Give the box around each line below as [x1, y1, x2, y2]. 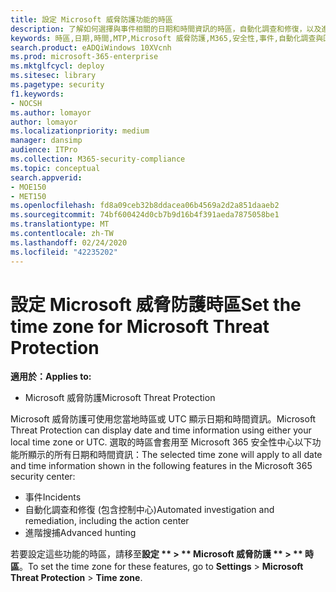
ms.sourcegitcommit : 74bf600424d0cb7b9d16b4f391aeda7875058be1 [10, 210, 280, 220]
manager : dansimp [10, 136, 83, 146]
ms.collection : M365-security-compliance [10, 154, 186, 164]
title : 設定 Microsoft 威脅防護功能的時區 [10, 14, 173, 25]
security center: [10, 471, 76, 483]
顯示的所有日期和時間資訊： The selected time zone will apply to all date [27, 449, 323, 461]
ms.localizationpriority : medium [10, 126, 150, 136]
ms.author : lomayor [10, 107, 92, 118]
